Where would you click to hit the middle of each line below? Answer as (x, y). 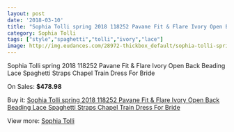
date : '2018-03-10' (36, 20)
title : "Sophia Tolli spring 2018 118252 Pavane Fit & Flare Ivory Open (115, 26)
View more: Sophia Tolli (41, 121)
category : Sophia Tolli (42, 33)
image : (17, 46)
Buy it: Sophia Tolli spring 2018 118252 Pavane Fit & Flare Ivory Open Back (114, 100)
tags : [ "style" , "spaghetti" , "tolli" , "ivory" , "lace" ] (85, 40)
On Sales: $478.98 (34, 86)
